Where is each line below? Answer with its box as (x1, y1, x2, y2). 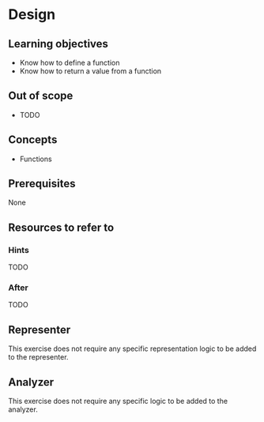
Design (8, 6, 56, 24)
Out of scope (8, 89, 74, 103)
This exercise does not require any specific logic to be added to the (8, 397, 228, 406)
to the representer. (8, 352, 69, 362)
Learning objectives (8, 37, 109, 51)
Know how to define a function (19, 58, 120, 67)
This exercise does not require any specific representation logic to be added (8, 344, 257, 353)
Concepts (8, 133, 58, 147)
